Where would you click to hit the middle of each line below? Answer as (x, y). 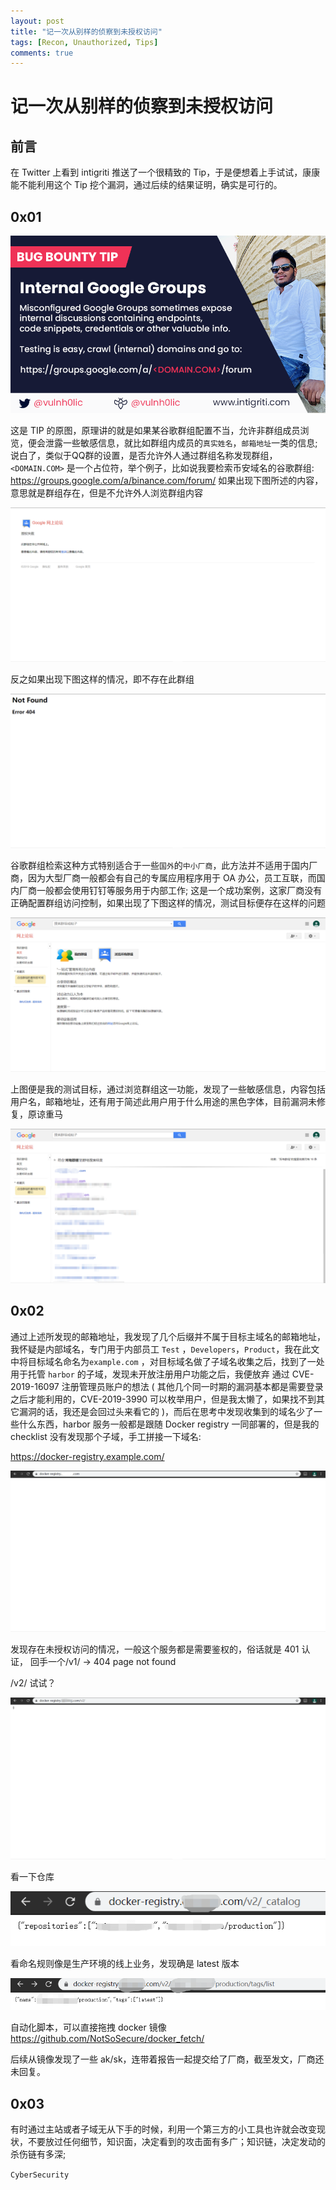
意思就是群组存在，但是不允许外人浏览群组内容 (106, 492)
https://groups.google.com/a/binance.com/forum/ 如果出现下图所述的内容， (167, 480)
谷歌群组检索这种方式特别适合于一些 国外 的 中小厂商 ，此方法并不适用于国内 (160, 865)
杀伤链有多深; (38, 2154)
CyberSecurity (40, 2175)
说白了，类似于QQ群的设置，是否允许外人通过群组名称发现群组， (144, 455)
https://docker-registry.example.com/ (87, 1456)
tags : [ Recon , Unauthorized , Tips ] (84, 42)
